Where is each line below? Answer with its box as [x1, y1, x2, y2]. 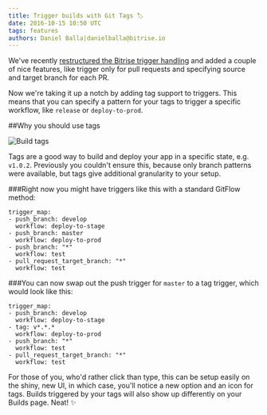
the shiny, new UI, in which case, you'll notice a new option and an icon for [8, 381, 253, 390]
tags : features [8, 26, 59, 34]
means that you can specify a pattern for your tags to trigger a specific [8, 97, 241, 106]
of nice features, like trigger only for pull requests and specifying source [8, 65, 245, 74]
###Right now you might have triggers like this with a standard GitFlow [8, 185, 241, 194]
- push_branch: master [8, 229, 84, 237]
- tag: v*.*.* [8, 323, 56, 332]
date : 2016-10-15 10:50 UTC [8, 19, 102, 27]
